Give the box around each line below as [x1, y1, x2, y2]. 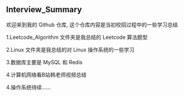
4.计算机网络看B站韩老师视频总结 [6, 71, 87, 78]
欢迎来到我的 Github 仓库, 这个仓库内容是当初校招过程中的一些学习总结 [6, 21, 178, 28]
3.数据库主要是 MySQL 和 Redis [6, 58, 83, 65]
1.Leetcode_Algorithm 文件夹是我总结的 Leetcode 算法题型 [6, 34, 148, 41]
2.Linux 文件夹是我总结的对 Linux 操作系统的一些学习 [6, 46, 134, 53]
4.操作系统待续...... [6, 84, 51, 91]
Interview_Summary [6, 5, 83, 15]
